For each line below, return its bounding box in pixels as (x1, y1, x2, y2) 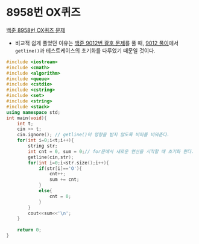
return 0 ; (17, 227, 42, 233)
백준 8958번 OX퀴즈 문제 (6, 27, 66, 34)
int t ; (17, 120, 34, 127)
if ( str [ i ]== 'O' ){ (38, 165, 83, 172)
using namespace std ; (6, 109, 61, 115)
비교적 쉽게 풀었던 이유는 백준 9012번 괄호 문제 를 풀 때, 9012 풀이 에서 (14, 39, 179, 46)
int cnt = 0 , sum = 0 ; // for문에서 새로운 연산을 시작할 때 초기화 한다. (28, 148, 194, 154)
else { (38, 188, 52, 194)
